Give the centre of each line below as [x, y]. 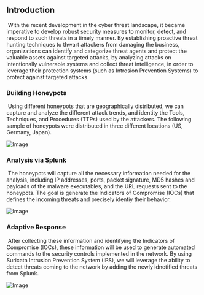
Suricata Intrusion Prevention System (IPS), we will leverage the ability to [98, 260]
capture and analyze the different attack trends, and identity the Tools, [96, 113]
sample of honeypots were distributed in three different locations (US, [95, 126]
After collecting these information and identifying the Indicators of [91, 240]
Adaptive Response [36, 228]
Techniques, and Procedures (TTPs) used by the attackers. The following [99, 120]
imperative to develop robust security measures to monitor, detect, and [96, 31]
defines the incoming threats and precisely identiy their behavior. [88, 199]
